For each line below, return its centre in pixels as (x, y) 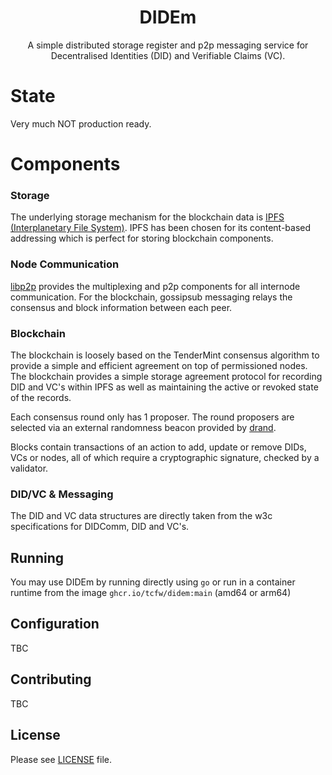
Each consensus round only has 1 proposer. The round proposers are (152, 417)
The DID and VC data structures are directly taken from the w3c (141, 516)
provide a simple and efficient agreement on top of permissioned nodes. (159, 365)
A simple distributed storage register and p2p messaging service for (168, 45)
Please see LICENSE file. (61, 759)
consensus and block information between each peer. (121, 307)
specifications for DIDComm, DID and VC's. (100, 527)
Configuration (55, 624)
